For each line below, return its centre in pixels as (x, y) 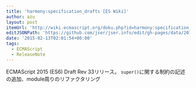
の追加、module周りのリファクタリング (53, 79)
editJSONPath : (23, 33)
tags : (13, 44)
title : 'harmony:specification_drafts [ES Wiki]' (68, 11)
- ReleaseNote (28, 54)
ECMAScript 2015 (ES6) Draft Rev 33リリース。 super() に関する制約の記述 (96, 71)
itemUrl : (17, 27)
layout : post (22, 22)
